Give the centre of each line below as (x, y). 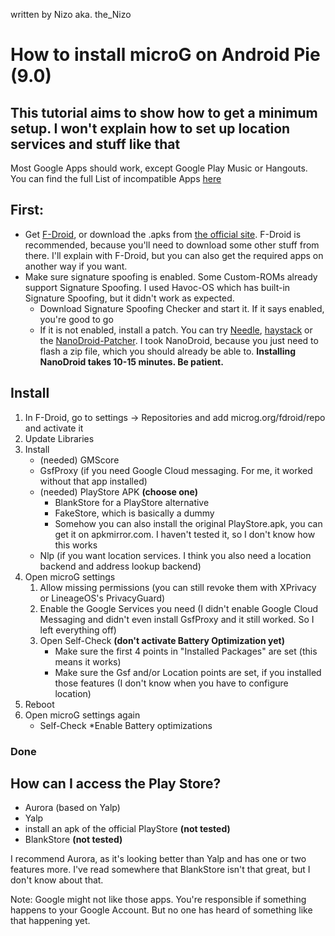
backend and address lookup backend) (120, 566)
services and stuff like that (95, 144)
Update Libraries (59, 438)
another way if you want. (76, 266)
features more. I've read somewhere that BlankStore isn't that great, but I (160, 870)
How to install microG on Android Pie (165, 55)
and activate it (54, 428)
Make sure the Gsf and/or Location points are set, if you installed (188, 672)
